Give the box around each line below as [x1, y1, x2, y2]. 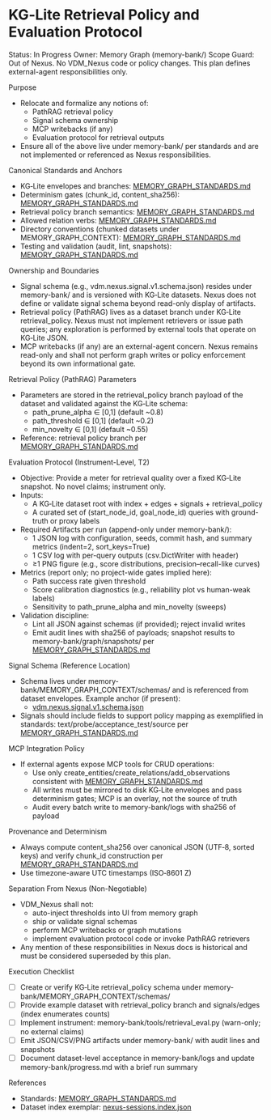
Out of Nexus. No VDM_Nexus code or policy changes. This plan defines [8, 58, 251, 68]
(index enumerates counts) [19, 1009, 111, 1019]
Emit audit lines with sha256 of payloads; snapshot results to [32, 627, 235, 637]
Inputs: [19, 490, 44, 499]
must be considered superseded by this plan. [19, 951, 171, 961]
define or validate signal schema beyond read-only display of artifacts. [19, 298, 256, 308]
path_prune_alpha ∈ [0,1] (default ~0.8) [32, 407, 164, 417]
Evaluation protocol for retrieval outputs [32, 132, 165, 142]
